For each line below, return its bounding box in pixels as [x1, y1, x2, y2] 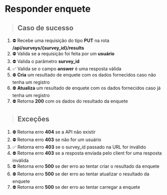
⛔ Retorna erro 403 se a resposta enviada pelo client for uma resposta [12, 150, 162, 156]
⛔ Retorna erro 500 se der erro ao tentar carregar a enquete [12, 184, 140, 190]
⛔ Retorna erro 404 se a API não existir [12, 129, 96, 135]
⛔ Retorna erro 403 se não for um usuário [12, 136, 101, 143]
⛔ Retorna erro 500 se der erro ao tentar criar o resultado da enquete [12, 163, 160, 169]
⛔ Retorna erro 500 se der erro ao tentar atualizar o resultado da [12, 170, 150, 177]
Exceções [17, 115, 50, 124]
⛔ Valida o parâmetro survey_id [12, 59, 80, 64]
